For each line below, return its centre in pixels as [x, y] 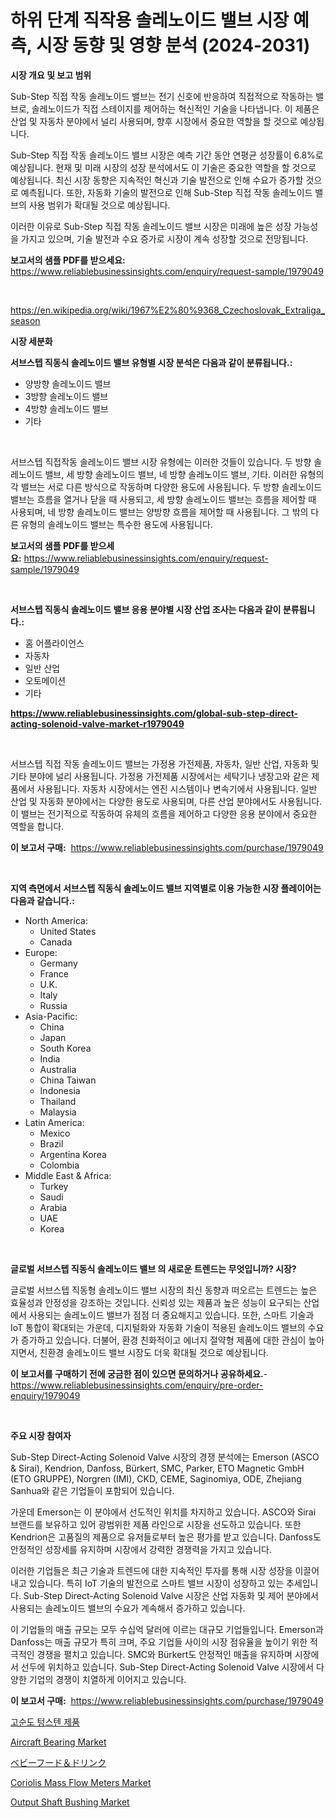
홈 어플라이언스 [54, 643]
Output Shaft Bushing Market [70, 1802]
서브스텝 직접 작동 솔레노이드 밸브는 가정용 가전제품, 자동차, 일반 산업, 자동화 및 [165, 763]
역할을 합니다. [37, 826]
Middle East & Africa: [68, 1175]
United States [68, 931]
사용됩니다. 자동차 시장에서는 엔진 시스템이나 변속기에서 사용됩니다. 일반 [177, 788]
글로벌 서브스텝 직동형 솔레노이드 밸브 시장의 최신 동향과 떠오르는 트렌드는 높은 [164, 1290]
